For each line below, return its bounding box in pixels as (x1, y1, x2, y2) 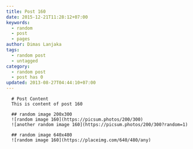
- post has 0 (11, 74, 44, 80)
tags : (6, 47, 19, 53)
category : (6, 63, 31, 69)
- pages (11, 36, 31, 42)
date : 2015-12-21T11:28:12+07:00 (6, 14, 88, 20)
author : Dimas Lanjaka (6, 42, 62, 48)
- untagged (11, 58, 38, 64)
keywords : (6, 19, 31, 25)
